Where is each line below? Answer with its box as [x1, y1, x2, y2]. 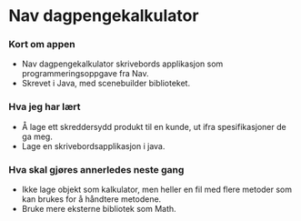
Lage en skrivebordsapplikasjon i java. [21, 140, 166, 151]
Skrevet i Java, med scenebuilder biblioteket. [21, 78, 191, 89]
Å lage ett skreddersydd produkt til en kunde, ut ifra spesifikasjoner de [21, 121, 287, 132]
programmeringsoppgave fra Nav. [21, 68, 149, 79]
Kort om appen [8, 38, 75, 51]
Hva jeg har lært [8, 101, 81, 114]
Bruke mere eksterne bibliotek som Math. [21, 204, 176, 215]
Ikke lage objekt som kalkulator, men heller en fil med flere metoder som [21, 184, 293, 196]
